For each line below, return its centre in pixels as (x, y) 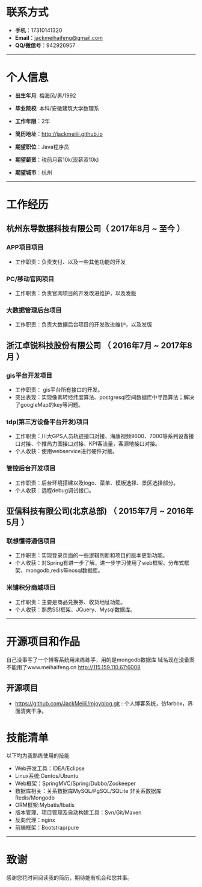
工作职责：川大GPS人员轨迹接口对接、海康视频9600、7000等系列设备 (102, 436)
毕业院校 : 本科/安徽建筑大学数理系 (57, 108)
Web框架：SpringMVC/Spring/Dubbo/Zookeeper (75, 784)
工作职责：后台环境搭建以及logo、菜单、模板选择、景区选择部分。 (97, 483)
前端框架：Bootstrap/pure (47, 828)
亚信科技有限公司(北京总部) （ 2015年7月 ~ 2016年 (100, 511)
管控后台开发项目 (31, 468)
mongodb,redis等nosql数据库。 (64, 570)
